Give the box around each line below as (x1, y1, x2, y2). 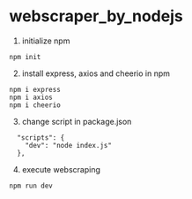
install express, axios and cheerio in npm (21, 68, 170, 79)
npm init (9, 52, 41, 61)
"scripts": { (17, 133, 65, 142)
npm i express (9, 85, 62, 94)
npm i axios (9, 93, 53, 102)
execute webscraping (21, 164, 101, 174)
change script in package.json (21, 116, 132, 126)
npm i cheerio (9, 100, 62, 110)
